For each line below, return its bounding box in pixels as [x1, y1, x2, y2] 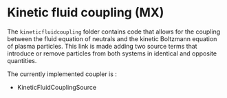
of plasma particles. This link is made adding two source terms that [7, 42, 197, 50]
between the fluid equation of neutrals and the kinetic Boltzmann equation [7, 34, 217, 42]
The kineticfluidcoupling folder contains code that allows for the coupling [7, 27, 221, 36]
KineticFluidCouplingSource [17, 83, 97, 91]
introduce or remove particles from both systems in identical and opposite [7, 49, 217, 58]
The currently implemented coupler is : [7, 70, 117, 78]
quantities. [7, 56, 37, 64]
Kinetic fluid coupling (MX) [7, 5, 164, 21]
